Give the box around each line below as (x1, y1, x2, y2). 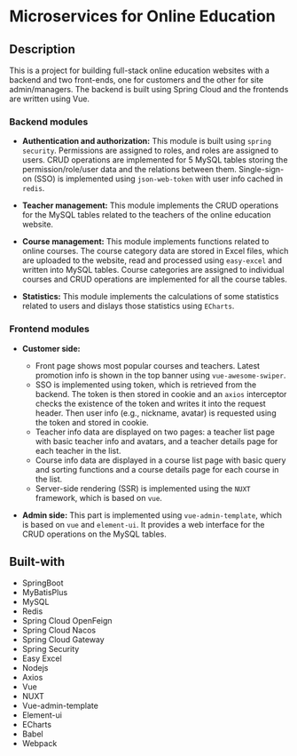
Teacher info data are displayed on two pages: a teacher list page (35, 426, 275, 437)
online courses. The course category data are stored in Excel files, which (21, 246, 289, 257)
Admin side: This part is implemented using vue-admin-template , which (21, 509, 282, 521)
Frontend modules (9, 322, 90, 335)
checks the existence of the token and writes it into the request (35, 398, 266, 409)
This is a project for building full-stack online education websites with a (9, 65, 270, 76)
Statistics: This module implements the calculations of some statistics (21, 291, 279, 302)
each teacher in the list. (35, 445, 121, 456)
